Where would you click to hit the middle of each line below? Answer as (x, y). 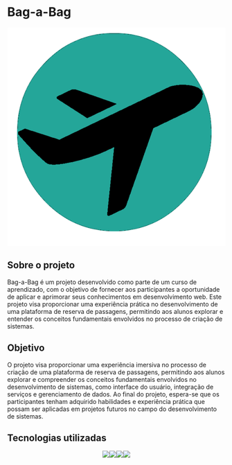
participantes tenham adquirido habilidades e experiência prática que (106, 401)
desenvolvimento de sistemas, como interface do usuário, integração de (110, 387)
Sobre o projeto (41, 265)
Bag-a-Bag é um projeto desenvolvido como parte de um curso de (102, 282)
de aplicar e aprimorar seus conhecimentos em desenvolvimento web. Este (115, 297)
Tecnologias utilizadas (57, 438)
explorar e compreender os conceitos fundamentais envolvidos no (102, 379)
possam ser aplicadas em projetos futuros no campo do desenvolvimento (112, 409)
